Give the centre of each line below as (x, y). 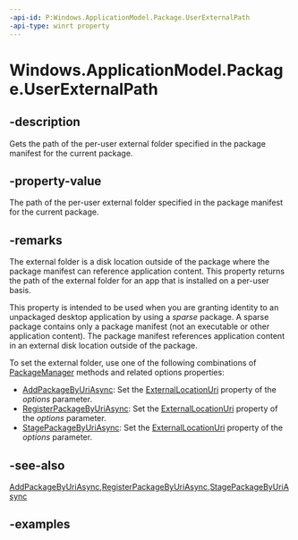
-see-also (37, 465)
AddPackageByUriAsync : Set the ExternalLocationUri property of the (149, 390)
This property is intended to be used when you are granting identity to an (144, 308)
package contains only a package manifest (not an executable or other (140, 326)
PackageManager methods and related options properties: (117, 373)
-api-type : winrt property (60, 26)
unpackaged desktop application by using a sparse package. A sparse (139, 317)
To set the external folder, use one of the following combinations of (133, 363)
